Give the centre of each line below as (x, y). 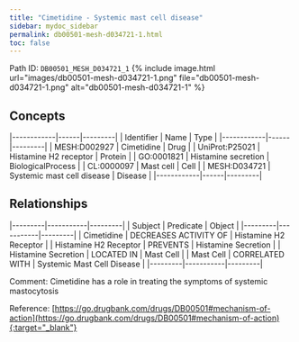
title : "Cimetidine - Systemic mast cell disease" (106, 18)
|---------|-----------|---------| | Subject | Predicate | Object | (124, 225)
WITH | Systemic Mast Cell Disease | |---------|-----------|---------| (136, 264)
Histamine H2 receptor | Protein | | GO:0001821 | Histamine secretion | (140, 157)
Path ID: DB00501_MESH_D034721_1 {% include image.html (113, 68)
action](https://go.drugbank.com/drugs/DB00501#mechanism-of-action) (145, 318)
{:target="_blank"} (43, 327)
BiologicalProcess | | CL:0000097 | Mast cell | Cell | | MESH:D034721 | (140, 166)
